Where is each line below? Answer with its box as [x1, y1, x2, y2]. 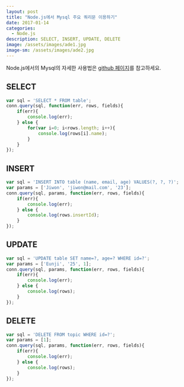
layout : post [6, 8, 39, 15]
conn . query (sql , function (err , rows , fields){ [6, 103, 123, 109]
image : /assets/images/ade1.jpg [6, 42, 86, 48]
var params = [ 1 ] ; [6, 337, 52, 343]
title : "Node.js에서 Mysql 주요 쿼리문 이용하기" [6, 14, 118, 20]
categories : [6, 25, 36, 31]
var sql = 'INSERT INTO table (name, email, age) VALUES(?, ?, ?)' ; [6, 179, 179, 185]
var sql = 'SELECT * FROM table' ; [6, 97, 92, 104]
